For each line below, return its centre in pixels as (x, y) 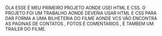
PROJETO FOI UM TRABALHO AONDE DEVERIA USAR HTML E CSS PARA (81, 13)
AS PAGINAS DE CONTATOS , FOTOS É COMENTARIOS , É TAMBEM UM (79, 23)
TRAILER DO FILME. (26, 29)
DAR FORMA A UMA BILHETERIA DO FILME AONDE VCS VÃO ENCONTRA (81, 18)
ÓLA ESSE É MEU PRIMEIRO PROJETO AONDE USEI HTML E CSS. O (75, 8)
